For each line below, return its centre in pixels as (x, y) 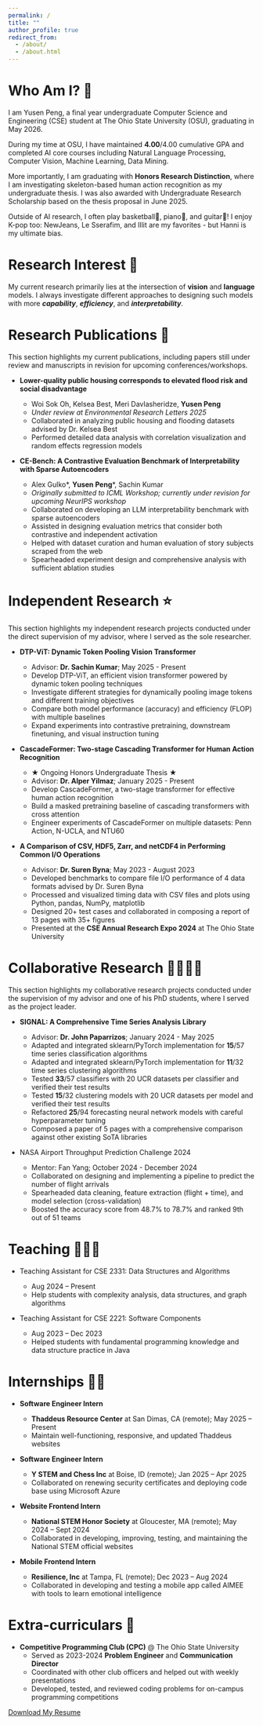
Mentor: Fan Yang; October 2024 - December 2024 (114, 1168)
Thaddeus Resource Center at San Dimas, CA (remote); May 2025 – (141, 1419)
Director (45, 1663)
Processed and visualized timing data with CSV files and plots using (141, 894)
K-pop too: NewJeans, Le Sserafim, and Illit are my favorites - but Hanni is (127, 225)
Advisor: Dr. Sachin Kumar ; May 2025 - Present (108, 667)
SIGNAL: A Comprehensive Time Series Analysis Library (113, 1021)
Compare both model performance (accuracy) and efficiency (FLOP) (142, 708)
